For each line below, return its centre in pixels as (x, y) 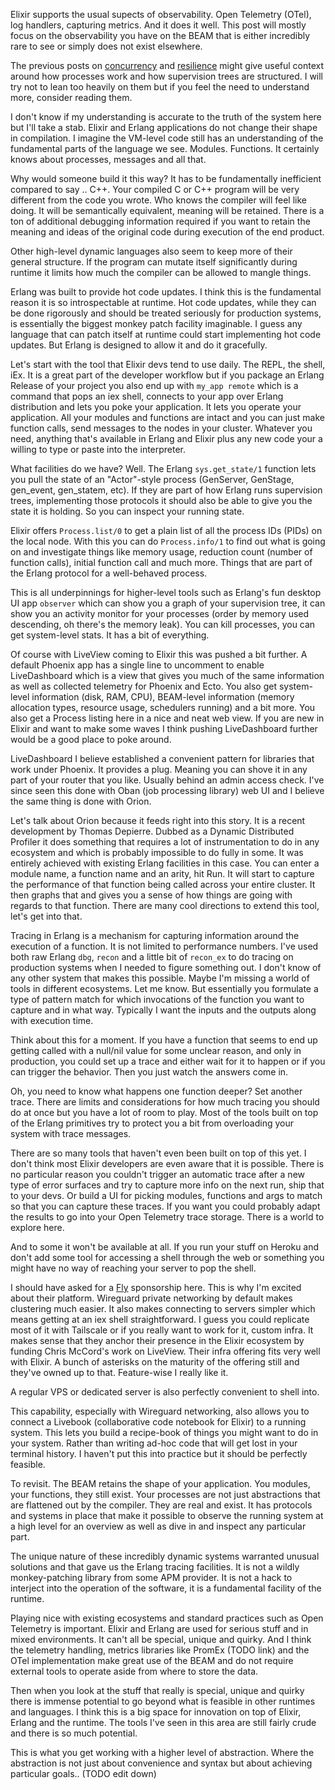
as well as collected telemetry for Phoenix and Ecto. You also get (143, 686)
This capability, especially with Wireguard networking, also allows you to (160, 1411)
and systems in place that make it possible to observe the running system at (167, 1515)
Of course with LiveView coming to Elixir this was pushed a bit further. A (159, 654)
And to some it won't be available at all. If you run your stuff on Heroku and (165, 1247)
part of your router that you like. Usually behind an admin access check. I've (167, 780)
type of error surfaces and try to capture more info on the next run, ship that (167, 1185)
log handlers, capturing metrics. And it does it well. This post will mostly (158, 25)
